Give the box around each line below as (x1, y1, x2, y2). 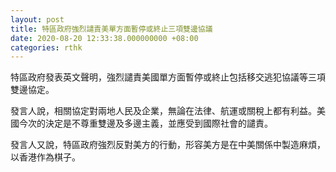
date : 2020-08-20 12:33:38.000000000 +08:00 (10, 33, 199, 43)
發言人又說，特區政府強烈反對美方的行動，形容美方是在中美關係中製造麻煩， (10, 139, 326, 151)
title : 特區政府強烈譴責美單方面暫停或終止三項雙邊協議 (10, 24, 213, 34)
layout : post (10, 14, 65, 25)
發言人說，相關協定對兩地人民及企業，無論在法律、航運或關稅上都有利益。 (10, 105, 317, 117)
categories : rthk (10, 42, 83, 53)
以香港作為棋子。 (10, 151, 81, 163)
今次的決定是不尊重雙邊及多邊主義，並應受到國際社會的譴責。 (18, 117, 273, 130)
